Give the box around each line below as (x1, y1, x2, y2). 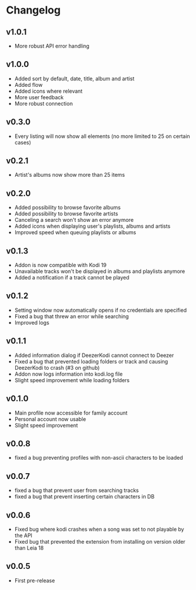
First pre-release (14, 576, 56, 584)
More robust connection (14, 100, 73, 107)
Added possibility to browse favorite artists (14, 210, 118, 217)
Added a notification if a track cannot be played (14, 274, 130, 281)
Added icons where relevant (14, 87, 83, 95)
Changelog (6, 4, 61, 17)
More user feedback (14, 93, 64, 100)
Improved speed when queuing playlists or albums (14, 229, 136, 236)
